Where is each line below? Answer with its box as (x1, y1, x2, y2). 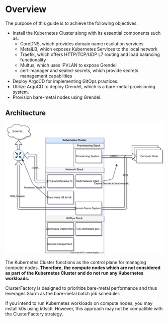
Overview (5, 4, 47, 15)
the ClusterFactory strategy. (5, 311, 63, 317)
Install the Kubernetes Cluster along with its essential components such (12, 30, 161, 36)
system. (12, 89, 29, 95)
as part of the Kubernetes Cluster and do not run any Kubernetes (5, 270, 144, 276)
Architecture (5, 109, 46, 117)
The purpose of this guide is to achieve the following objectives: (5, 20, 138, 26)
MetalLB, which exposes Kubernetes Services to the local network (20, 46, 158, 52)
